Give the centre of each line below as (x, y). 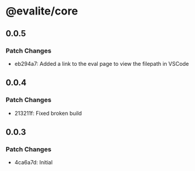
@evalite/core (42, 11)
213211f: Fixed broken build (48, 113)
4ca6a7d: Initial (33, 163)
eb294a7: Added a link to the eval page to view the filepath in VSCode (102, 63)
